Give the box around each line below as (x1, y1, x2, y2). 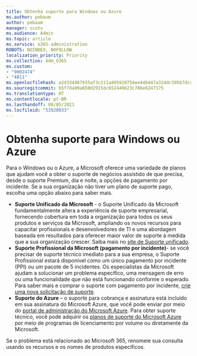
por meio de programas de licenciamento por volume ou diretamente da (14, 320, 189, 327)
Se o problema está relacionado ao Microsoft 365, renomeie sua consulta (6, 337, 184, 344)
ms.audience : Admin (6, 31, 54, 36)
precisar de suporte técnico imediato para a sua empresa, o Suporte (14, 251, 180, 258)
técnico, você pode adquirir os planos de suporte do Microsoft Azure (14, 313, 182, 321)
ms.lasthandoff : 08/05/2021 (6, 101, 75, 108)
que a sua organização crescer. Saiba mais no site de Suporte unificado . (14, 238, 190, 245)
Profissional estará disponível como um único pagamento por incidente (14, 257, 187, 264)
